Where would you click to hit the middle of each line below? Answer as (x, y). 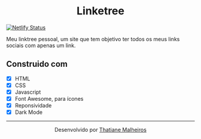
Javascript (28, 92)
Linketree (100, 11)
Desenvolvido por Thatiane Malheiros (100, 130)
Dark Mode (29, 112)
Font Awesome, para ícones (49, 98)
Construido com (37, 64)
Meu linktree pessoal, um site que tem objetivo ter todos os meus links (93, 39)
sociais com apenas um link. (41, 45)
